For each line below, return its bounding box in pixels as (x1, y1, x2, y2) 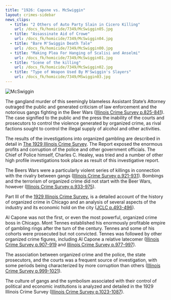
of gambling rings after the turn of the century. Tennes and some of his (5, 225, 155, 231)
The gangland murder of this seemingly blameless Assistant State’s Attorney (5, 98, 166, 104)
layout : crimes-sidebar (5, 12, 56, 17)
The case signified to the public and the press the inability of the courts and (5, 114, 165, 121)
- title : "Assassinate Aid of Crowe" (10, 31, 90, 36)
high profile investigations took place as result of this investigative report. (5, 157, 160, 163)
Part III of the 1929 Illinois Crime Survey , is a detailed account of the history (5, 193, 163, 199)
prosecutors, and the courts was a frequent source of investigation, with (5, 257, 157, 263)
